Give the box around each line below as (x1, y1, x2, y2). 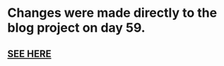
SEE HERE (7, 48, 52, 60)
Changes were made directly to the (7, 5, 218, 21)
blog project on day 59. (7, 20, 146, 36)
